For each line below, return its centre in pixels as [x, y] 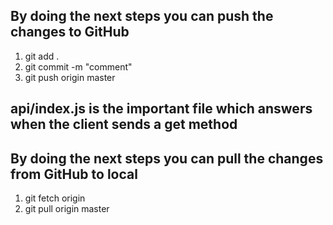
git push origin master [70, 77]
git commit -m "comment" [78, 66]
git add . [42, 56]
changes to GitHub [70, 32]
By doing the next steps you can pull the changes [167, 158]
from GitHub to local [74, 174]
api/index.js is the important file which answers [161, 109]
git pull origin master [67, 209]
